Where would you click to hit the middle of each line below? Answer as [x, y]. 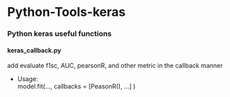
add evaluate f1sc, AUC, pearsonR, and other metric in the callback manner [115, 66]
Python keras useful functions [60, 34]
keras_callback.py [34, 50]
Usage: [28, 79]
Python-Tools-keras [67, 12]
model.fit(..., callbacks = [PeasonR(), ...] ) [76, 87]
